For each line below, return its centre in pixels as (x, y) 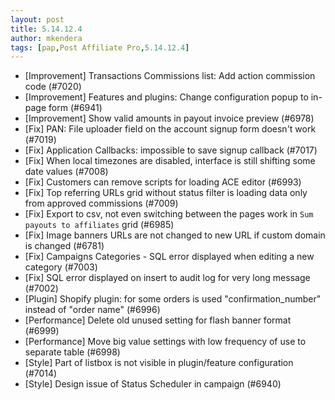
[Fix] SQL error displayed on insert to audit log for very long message (167, 278)
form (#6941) (75, 108)
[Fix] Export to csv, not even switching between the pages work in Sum (169, 214)
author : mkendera (46, 38)
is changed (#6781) (64, 246)
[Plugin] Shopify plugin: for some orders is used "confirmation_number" (173, 299)
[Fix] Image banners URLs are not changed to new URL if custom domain (175, 235)
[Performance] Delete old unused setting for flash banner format (158, 320)
